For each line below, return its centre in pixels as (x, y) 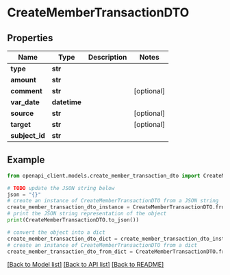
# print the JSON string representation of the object (87, 214)
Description (107, 57)
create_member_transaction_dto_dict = (62, 239)
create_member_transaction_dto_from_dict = (70, 252)
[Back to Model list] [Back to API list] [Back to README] (86, 265)
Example (26, 160)
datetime (67, 102)
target (21, 124)
